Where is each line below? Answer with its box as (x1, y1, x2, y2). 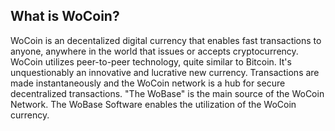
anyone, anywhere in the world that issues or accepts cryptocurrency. (10, 45, 299, 57)
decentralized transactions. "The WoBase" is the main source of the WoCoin (10, 87, 325, 99)
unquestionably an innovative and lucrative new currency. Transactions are (10, 66, 320, 78)
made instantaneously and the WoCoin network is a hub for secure (10, 77, 286, 89)
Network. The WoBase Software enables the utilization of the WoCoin (10, 98, 297, 110)
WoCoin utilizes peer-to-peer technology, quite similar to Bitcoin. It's (10, 55, 292, 68)
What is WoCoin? (10, 8, 120, 25)
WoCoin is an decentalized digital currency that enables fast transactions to (10, 34, 322, 46)
